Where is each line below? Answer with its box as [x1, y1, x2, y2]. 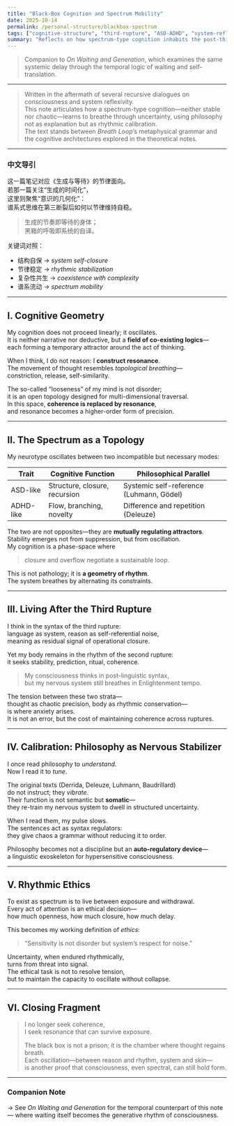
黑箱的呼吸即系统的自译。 [24, 227, 98, 235]
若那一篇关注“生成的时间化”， [7, 186, 93, 194]
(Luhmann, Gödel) [123, 490, 183, 500]
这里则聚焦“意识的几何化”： [7, 195, 86, 203]
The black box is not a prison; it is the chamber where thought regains [24, 1041, 226, 1050]
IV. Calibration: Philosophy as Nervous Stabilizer [7, 741, 222, 753]
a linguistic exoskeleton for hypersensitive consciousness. [7, 852, 174, 860]
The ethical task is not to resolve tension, [7, 968, 125, 976]
